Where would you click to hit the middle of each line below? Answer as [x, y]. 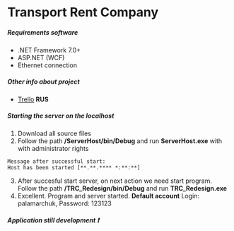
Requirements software [43, 32]
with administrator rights [53, 149]
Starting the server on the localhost [61, 115]
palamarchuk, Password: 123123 [64, 203]
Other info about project [43, 81]
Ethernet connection [47, 65]
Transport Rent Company [83, 12]
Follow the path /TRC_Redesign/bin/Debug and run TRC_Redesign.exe [122, 188]
